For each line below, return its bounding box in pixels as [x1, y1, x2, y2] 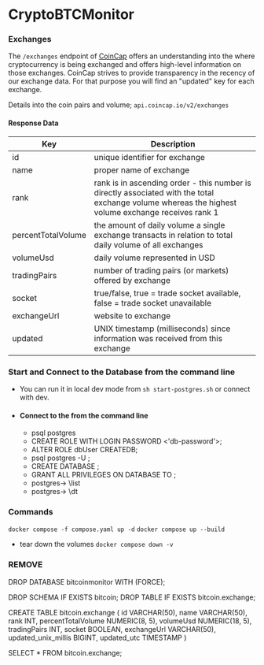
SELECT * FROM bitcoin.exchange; [8, 648, 123, 657]
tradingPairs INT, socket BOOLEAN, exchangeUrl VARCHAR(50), [8, 624, 216, 633]
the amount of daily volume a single [93, 219, 225, 230]
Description [150, 138, 196, 149]
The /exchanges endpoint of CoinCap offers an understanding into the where [8, 51, 255, 61]
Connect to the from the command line [19, 411, 148, 420]
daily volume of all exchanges [93, 239, 203, 250]
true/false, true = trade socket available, [93, 288, 241, 299]
